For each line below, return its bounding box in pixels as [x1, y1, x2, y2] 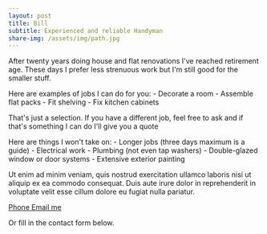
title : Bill [8, 19, 48, 27]
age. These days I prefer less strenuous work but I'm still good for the [8, 65, 239, 75]
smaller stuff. [8, 73, 51, 83]
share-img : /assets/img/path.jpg [8, 34, 120, 43]
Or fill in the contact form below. [8, 218, 115, 228]
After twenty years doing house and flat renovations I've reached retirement [8, 56, 259, 66]
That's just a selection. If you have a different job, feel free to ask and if [8, 113, 244, 123]
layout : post [8, 11, 52, 20]
